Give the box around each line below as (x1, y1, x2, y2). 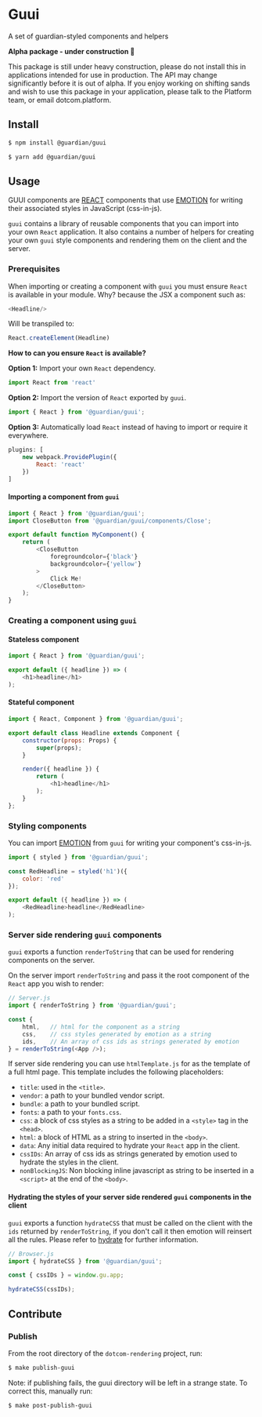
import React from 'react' (8, 379, 96, 387)
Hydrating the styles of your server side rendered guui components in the (8, 1193, 252, 1202)
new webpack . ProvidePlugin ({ (22, 453, 117, 461)
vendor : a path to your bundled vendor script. (19, 1091, 165, 1100)
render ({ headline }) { (22, 765, 100, 774)
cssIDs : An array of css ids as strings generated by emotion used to (19, 1149, 238, 1159)
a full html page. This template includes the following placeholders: (8, 1067, 224, 1076)
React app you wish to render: (8, 979, 104, 989)
